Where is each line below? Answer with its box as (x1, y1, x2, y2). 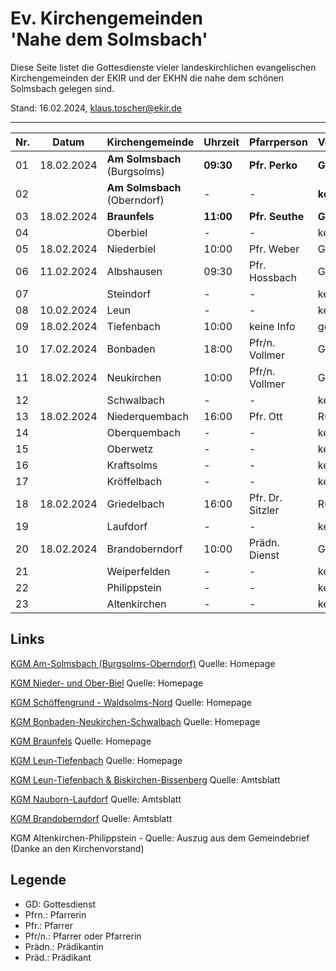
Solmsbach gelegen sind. (10, 82, 115, 94)
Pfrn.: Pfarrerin (24, 908, 87, 921)
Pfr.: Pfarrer (24, 919, 74, 931)
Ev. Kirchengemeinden (10, 7, 203, 30)
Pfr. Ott (249, 409, 283, 423)
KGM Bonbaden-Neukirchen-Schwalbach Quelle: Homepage (10, 715, 261, 727)
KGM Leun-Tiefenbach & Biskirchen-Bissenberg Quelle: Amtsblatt (10, 773, 281, 786)
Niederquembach (106, 409, 189, 423)
